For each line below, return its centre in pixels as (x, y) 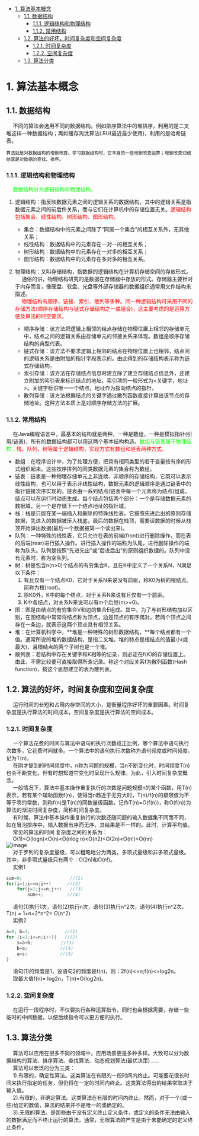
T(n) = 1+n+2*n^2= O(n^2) (38, 914)
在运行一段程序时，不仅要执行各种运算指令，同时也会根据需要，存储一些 (101, 1010)
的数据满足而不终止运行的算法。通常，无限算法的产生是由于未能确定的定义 (97, 1119)
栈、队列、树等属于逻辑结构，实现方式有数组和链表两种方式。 (92, 448)
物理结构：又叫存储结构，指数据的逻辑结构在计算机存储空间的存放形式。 (103, 272)
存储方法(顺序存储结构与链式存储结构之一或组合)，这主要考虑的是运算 (100, 309)
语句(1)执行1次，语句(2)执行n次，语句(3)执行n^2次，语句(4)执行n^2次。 (100, 907)
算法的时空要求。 (46, 316)
